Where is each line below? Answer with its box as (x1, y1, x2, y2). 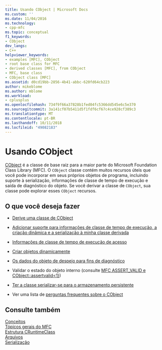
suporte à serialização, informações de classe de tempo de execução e (5, 177, 148, 183)
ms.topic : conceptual (5, 30, 49, 35)
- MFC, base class (5, 71, 42, 76)
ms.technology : (5, 20, 36, 26)
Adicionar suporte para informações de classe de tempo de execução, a (12, 225, 157, 231)
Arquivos (5, 334, 23, 340)
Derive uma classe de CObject (12, 215, 73, 221)
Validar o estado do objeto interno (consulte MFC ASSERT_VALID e (12, 268, 146, 273)
